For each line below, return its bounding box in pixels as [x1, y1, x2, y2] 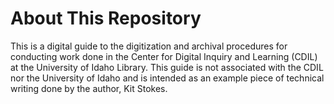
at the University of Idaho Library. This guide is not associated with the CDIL [10, 61, 324, 73]
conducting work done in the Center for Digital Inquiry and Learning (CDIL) [10, 50, 318, 62]
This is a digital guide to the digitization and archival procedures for [10, 40, 288, 52]
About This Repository [10, 7, 202, 30]
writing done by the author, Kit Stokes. [10, 82, 168, 94]
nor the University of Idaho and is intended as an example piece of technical [10, 72, 325, 84]
